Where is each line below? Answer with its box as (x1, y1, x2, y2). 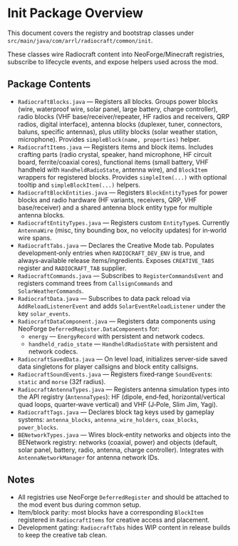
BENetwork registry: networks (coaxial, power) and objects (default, (17, 438, 218, 446)
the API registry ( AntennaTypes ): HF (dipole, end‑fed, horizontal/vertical (17, 392, 226, 401)
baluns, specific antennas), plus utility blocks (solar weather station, (17, 127, 218, 136)
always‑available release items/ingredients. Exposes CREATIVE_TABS (17, 256, 215, 264)
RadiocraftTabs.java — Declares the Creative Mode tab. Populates (17, 241, 214, 249)
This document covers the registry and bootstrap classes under (7, 29, 195, 37)
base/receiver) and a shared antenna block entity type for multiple (17, 203, 212, 212)
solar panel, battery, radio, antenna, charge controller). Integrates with (17, 445, 224, 454)
